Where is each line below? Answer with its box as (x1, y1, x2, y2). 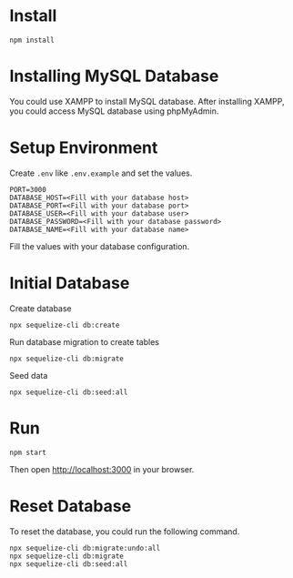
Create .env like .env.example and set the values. (9, 167, 193, 178)
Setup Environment (9, 137, 158, 158)
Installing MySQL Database (9, 66, 219, 86)
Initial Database (9, 273, 130, 293)
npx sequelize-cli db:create (9, 320, 120, 330)
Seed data (9, 370, 48, 380)
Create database (9, 302, 73, 314)
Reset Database (9, 495, 132, 516)
